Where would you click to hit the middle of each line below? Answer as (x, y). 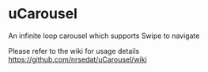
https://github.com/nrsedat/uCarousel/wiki (78, 59)
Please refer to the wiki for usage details (74, 51)
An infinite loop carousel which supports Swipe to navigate (104, 36)
